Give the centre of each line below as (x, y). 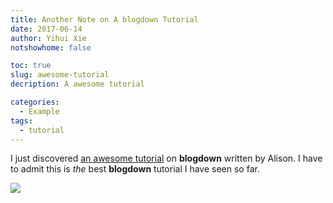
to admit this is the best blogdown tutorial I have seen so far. (135, 169)
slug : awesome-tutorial (60, 75)
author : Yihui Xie (48, 38)
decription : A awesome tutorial (77, 84)
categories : (35, 102)
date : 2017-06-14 (46, 29)
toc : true (31, 66)
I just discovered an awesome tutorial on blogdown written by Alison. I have (166, 158)
